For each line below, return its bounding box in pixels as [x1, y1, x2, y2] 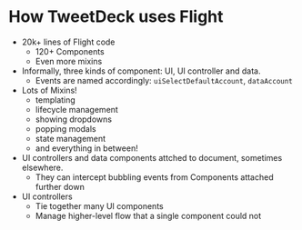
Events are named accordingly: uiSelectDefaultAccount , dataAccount [35, 75, 293, 85]
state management [35, 133, 106, 144]
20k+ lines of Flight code [21, 36, 116, 47]
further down [35, 181, 86, 192]
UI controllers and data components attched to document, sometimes [21, 152, 283, 163]
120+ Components [35, 45, 106, 56]
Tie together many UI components [35, 200, 165, 211]
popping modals [35, 123, 96, 134]
